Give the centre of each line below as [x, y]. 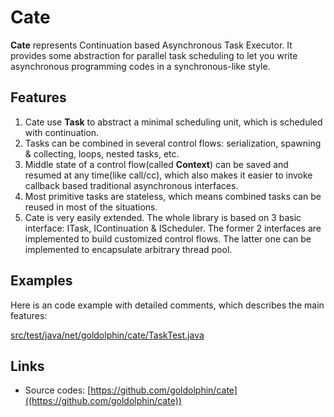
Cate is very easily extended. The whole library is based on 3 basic [163, 217]
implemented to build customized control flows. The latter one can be [168, 238]
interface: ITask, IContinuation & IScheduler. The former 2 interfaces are [173, 228]
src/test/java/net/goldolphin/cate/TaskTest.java [107, 335]
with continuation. [62, 132]
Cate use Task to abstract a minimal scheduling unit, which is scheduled [173, 122]
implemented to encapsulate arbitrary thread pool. [128, 249]
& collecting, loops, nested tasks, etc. [102, 153]
